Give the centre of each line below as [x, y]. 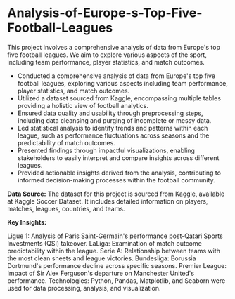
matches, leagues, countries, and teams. [66, 208]
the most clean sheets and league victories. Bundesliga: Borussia [102, 258]
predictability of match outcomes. [66, 142]
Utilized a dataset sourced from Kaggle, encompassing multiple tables [119, 98]
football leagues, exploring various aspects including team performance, [123, 83]
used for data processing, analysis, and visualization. [84, 288]
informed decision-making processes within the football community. [116, 180]
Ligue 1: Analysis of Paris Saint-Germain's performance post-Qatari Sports [115, 236]
